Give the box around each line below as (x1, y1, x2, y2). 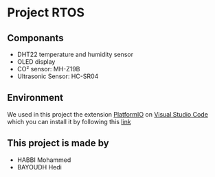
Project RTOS (7, 5, 84, 21)
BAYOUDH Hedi (16, 163, 62, 171)
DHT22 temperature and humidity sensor (16, 50, 134, 58)
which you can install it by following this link (7, 117, 132, 126)
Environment (7, 92, 64, 104)
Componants (7, 32, 64, 44)
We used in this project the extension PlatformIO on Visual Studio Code (7, 110, 208, 118)
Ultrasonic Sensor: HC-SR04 (16, 72, 99, 80)
